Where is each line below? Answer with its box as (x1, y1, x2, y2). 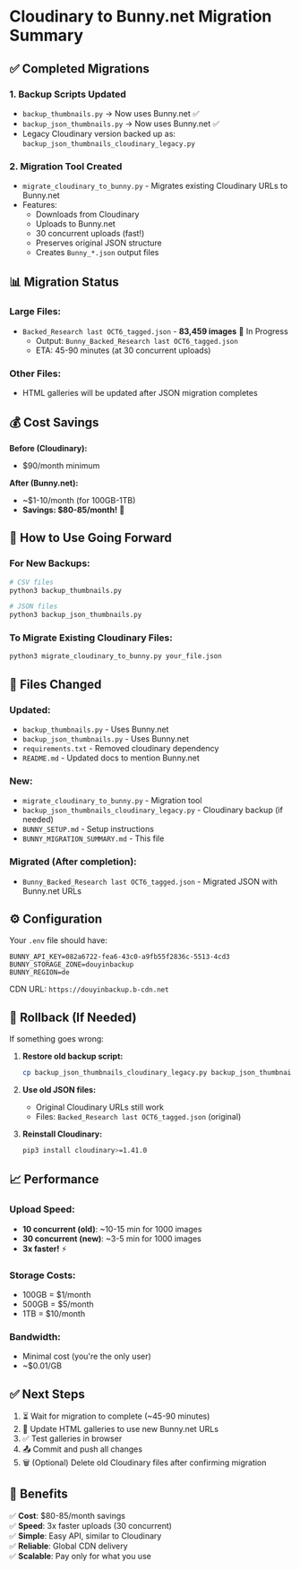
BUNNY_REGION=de (9, 968, 70, 977)
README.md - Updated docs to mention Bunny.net (21, 752, 200, 763)
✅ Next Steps (9, 1386, 85, 1402)
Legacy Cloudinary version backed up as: (21, 128, 176, 139)
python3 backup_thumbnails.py (9, 586, 123, 595)
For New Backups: (9, 557, 91, 570)
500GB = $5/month (21, 1299, 94, 1309)
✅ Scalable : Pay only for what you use (9, 1550, 152, 1561)
